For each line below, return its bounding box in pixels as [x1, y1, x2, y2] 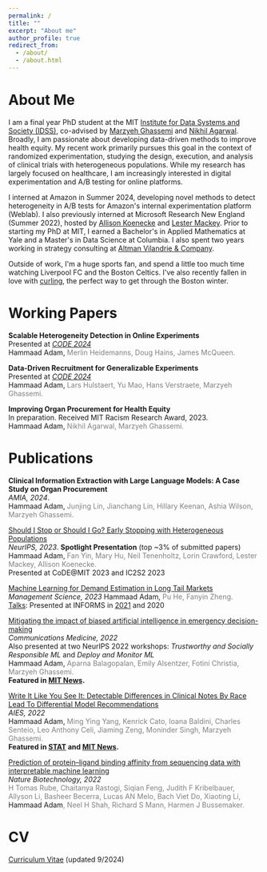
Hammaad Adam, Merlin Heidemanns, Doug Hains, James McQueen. [8, 348, 236, 357]
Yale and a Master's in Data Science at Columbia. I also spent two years [8, 235, 245, 244]
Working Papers [8, 304, 118, 322]
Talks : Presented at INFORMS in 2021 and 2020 [8, 600, 165, 609]
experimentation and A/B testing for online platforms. [8, 177, 183, 187]
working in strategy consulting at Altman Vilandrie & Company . [8, 243, 214, 253]
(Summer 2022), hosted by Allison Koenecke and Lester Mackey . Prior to [8, 218, 249, 227]
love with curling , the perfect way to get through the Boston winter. [8, 275, 229, 285]
